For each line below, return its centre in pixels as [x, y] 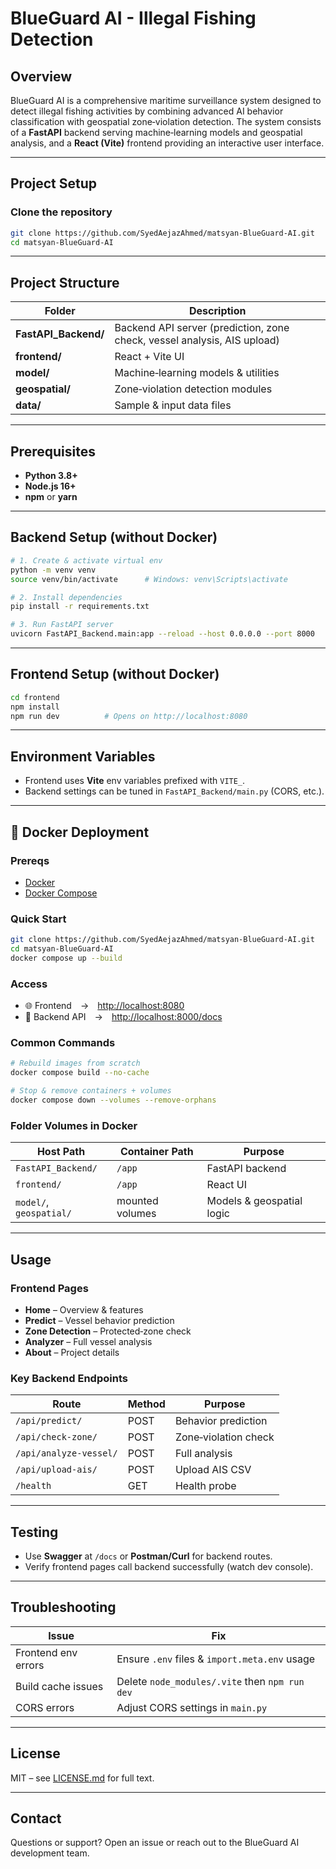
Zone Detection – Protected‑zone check [108, 1331]
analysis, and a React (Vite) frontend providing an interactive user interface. [167, 143]
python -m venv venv [53, 570]
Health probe [205, 1486]
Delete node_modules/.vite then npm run [210, 1681]
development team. [50, 1853]
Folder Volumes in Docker [74, 1125]
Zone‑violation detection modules [193, 389]
